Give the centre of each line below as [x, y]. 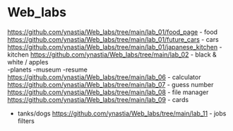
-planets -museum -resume [48, 69]
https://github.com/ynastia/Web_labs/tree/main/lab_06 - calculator [104, 77]
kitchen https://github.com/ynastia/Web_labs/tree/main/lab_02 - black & [112, 55]
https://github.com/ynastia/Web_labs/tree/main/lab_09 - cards [98, 99]
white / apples [28, 62]
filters [26, 120]
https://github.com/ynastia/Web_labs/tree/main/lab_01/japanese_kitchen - [115, 47]
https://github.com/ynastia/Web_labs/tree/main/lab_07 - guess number [110, 84]
